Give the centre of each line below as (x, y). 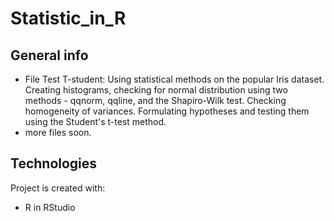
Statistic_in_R (68, 18)
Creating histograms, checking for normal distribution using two (156, 90)
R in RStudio (50, 207)
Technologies (54, 163)
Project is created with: (58, 188)
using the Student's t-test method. (95, 121)
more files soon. (58, 132)
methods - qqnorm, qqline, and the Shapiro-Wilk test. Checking (155, 100)
